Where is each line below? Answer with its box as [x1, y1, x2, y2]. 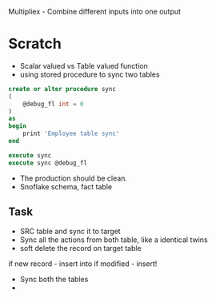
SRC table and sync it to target [19, 226, 122, 236]
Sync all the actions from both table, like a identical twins [19, 235, 208, 244]
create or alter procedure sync [8, 85, 116, 93]
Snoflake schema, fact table [19, 181, 113, 191]
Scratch [8, 35, 62, 53]
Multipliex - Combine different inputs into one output [8, 7, 182, 16]
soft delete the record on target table [19, 243, 142, 252]
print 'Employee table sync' [22, 129, 120, 138]
